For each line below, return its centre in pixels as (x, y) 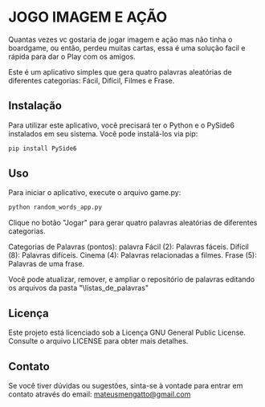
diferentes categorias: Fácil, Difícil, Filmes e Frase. (92, 80)
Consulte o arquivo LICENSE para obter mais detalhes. (98, 341)
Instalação (35, 106)
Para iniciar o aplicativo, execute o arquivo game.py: (95, 193)
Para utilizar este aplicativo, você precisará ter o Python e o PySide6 (122, 125)
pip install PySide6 (43, 149)
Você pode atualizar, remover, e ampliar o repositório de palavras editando (132, 279)
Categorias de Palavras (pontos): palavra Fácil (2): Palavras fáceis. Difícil (128, 247)
